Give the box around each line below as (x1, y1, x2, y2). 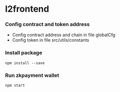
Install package (5, 49, 43, 56)
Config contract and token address (5, 21, 90, 28)
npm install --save (5, 60, 45, 66)
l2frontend (5, 3, 49, 15)
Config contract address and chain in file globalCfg (12, 32, 116, 38)
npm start (5, 83, 25, 88)
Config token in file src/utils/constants (12, 37, 90, 43)
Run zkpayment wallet (5, 72, 60, 79)
